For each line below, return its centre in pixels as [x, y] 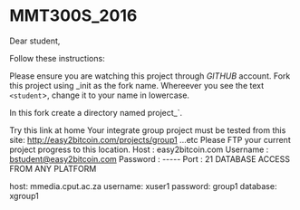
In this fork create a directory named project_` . [96, 112]
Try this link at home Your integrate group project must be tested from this [148, 130]
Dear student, [35, 41]
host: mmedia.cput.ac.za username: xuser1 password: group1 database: [143, 186]
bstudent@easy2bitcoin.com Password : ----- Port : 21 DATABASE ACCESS [150, 158]
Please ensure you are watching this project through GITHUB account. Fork [150, 76]
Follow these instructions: [58, 58]
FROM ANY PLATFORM [53, 168]
